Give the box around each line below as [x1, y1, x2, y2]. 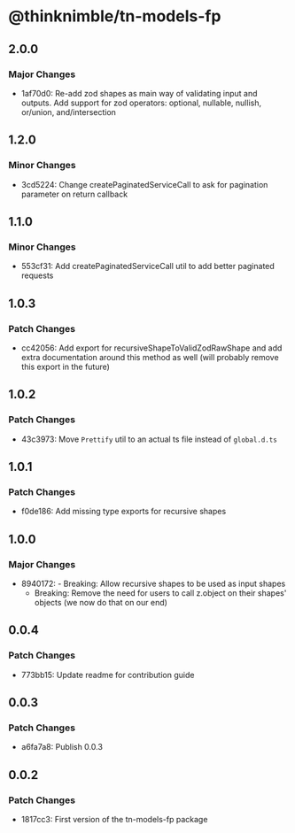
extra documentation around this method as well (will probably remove [20, 351, 280, 362]
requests [20, 270, 54, 281]
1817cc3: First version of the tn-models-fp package [20, 814, 208, 825]
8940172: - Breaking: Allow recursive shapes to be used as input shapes [20, 578, 286, 589]
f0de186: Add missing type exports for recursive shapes [20, 506, 227, 517]
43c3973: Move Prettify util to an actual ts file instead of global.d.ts [20, 434, 278, 444]
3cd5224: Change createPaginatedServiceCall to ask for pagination [20, 179, 268, 189]
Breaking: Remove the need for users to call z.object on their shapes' [34, 588, 287, 598]
